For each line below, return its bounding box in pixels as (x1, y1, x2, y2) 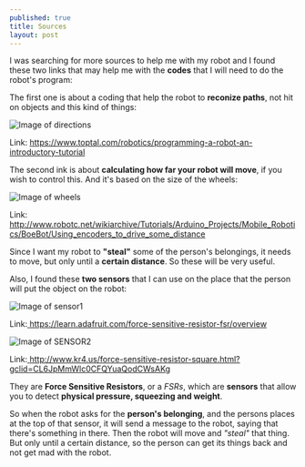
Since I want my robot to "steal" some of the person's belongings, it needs (9, 247, 291, 258)
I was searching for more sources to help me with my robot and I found (9, 56, 276, 66)
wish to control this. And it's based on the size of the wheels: (9, 174, 239, 185)
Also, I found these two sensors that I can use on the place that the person (9, 274, 291, 285)
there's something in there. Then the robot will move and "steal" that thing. (9, 428, 290, 439)
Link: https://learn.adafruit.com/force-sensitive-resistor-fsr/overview (9, 319, 267, 330)
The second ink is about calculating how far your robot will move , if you (9, 165, 282, 176)
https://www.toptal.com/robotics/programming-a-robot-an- (29, 137, 253, 148)
